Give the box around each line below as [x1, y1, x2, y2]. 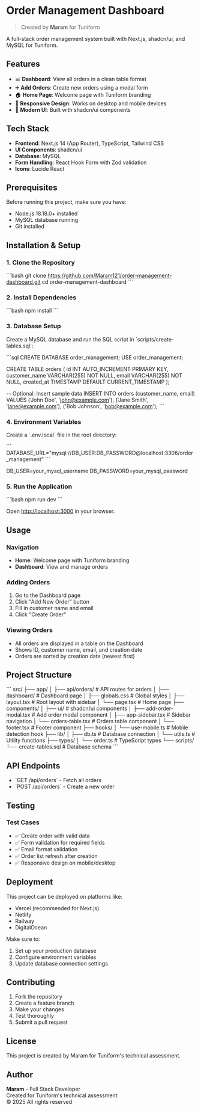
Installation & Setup [6, 240, 81, 250]
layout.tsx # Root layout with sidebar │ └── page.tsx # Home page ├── [6, 699, 184, 706]
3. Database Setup [6, 322, 61, 331]
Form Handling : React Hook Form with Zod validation [14, 159, 147, 166]
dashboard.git [6, 278, 41, 286]
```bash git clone [6, 272, 47, 280]
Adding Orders [6, 578, 50, 586]
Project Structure [6, 670, 72, 680]
